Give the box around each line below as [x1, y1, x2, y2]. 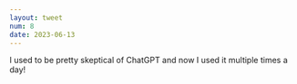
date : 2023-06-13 [9, 30, 76, 39]
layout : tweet [9, 13, 64, 23]
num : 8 [9, 22, 35, 31]
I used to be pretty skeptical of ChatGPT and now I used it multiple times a [9, 55, 289, 66]
